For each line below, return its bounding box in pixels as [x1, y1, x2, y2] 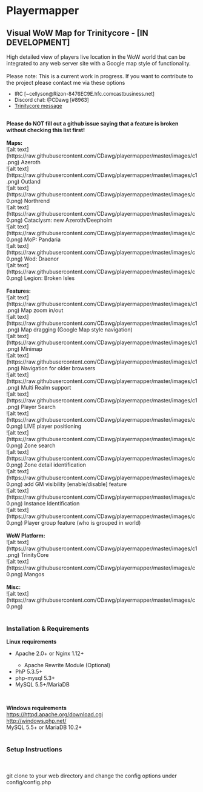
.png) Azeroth [6, 159, 41, 165]
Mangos [24, 571, 45, 577]
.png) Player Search [6, 404, 56, 410]
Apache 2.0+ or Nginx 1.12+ [15, 650, 84, 657]
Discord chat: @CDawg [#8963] [15, 96, 89, 103]
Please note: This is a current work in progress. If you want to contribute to [6, 73, 193, 79]
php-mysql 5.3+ [15, 674, 56, 682]
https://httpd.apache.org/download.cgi [6, 711, 103, 718]
